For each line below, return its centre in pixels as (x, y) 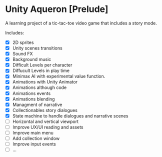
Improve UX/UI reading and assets (48, 127)
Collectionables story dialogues (45, 110)
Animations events (31, 93)
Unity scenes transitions (37, 48)
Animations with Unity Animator (45, 82)
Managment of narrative (37, 104)
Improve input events (34, 144)
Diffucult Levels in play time (41, 70)
